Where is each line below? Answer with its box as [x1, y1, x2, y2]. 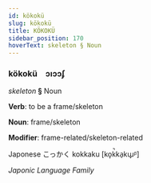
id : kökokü [8, 11, 45, 20]
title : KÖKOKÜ [8, 26, 56, 35]
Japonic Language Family [8, 165, 94, 175]
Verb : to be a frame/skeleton [8, 102, 104, 112]
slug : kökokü [8, 19, 52, 27]
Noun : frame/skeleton [8, 117, 81, 127]
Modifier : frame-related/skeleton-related [8, 133, 144, 143]
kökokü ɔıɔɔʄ [8, 68, 66, 79]
